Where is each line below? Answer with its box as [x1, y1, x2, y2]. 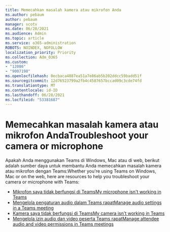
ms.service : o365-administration [5, 41, 76, 46]
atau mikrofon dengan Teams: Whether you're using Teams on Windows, [5, 168, 156, 174]
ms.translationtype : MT [5, 83, 56, 88]
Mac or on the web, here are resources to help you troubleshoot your [5, 174, 150, 180]
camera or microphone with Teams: [5, 179, 80, 185]
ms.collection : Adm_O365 [5, 54, 58, 60]
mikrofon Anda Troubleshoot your [5, 130, 149, 141]
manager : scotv [5, 21, 38, 27]
